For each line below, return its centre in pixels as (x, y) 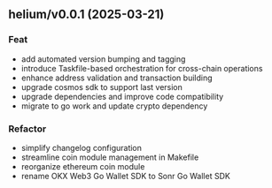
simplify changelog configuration (82, 147)
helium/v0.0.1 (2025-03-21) (86, 15)
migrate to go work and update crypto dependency (114, 106)
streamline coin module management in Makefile (110, 157)
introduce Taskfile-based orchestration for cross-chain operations (142, 68)
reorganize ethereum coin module (83, 166)
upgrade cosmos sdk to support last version (102, 86)
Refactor (27, 129)
